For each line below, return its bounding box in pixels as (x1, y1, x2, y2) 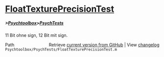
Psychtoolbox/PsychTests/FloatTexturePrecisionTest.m (5, 47, 117, 52)
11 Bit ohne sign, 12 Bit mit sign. (5, 32, 68, 38)
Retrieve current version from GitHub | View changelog (48, 42, 160, 48)
